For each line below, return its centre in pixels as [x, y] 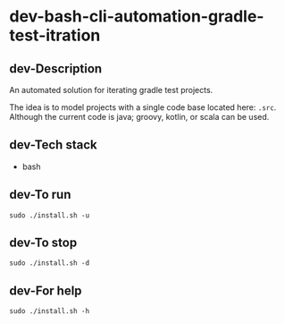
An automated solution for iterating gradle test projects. [111, 90]
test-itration [55, 35]
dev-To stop [43, 243]
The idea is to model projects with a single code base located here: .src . [143, 107]
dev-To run [40, 195]
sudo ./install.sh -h [50, 311]
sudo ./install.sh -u [50, 215]
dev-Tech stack [53, 145]
